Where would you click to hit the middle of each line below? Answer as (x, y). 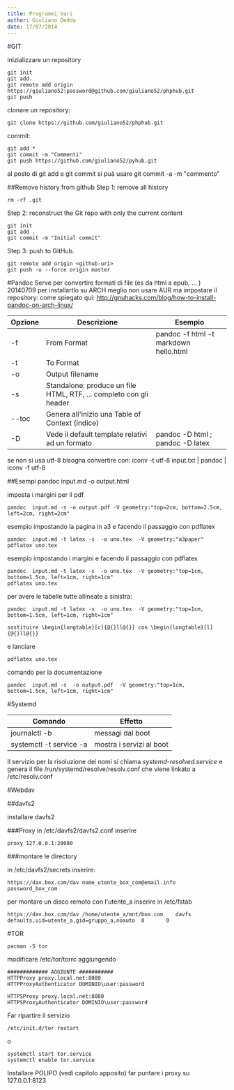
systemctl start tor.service (49, 1054)
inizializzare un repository (44, 60)
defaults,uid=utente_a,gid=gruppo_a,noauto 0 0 (88, 921)
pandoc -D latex (183, 443)
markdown (173, 343)
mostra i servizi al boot (131, 745)
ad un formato (69, 443)
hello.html (172, 352)
